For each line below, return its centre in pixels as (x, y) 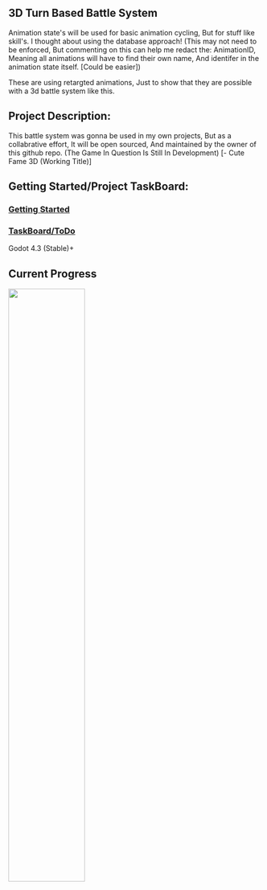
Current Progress (53, 274)
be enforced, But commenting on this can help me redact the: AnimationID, (132, 49)
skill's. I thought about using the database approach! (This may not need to (133, 41)
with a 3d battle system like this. (62, 91)
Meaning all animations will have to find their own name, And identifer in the (134, 58)
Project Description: (60, 116)
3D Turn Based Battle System (83, 13)
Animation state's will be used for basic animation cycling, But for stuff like (131, 32)
